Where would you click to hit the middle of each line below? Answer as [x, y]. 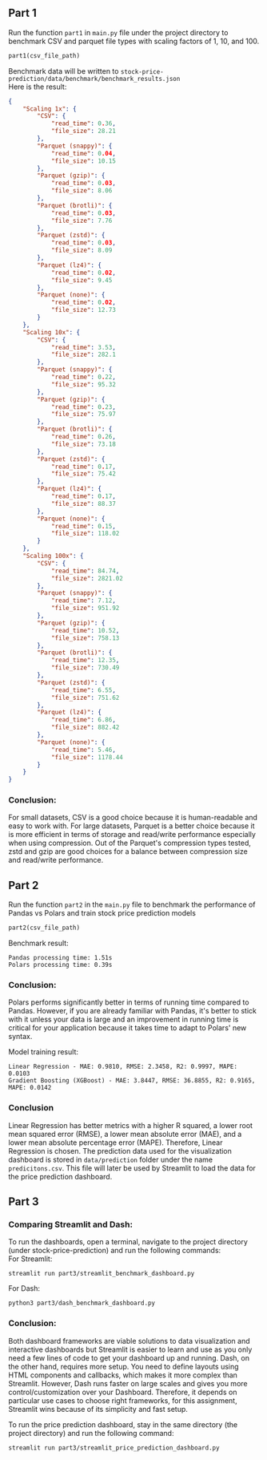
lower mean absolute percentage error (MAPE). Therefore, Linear [116, 1143]
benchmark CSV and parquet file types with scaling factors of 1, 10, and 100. [134, 41]
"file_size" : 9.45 [82, 280]
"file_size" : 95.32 [83, 384]
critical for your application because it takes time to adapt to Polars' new [128, 1028]
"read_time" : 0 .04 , [83, 153]
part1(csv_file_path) [44, 55]
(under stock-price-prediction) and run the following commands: [115, 1251]
